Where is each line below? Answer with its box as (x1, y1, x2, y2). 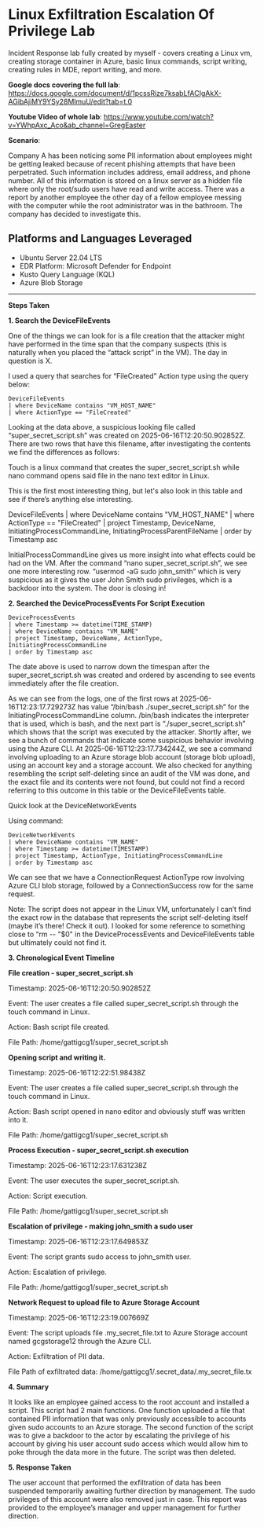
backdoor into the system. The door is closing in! (8, 583, 167, 592)
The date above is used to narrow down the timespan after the (8, 661, 210, 671)
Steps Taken (8, 300, 49, 309)
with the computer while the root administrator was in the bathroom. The (8, 200, 243, 210)
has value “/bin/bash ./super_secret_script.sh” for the (77, 701, 250, 712)
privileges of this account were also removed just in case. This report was (8, 1494, 247, 1503)
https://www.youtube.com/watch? (103, 112, 214, 121)
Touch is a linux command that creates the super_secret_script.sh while (8, 462, 240, 472)
